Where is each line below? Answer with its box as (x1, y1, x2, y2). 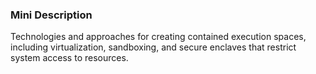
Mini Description (10, 8, 93, 22)
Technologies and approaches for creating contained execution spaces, (10, 31, 307, 43)
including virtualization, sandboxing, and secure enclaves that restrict (10, 41, 297, 53)
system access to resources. (10, 52, 129, 64)
